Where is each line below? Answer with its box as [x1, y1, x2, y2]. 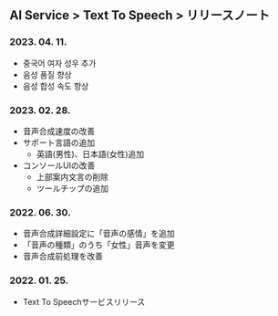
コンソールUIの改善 [22, 160, 96, 171]
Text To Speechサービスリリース [22, 296, 146, 307]
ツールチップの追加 [36, 183, 109, 194]
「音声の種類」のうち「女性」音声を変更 [22, 239, 175, 250]
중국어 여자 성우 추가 [22, 58, 97, 68]
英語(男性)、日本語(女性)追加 [36, 148, 145, 159]
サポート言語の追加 [22, 137, 96, 148]
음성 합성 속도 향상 [22, 80, 89, 91]
